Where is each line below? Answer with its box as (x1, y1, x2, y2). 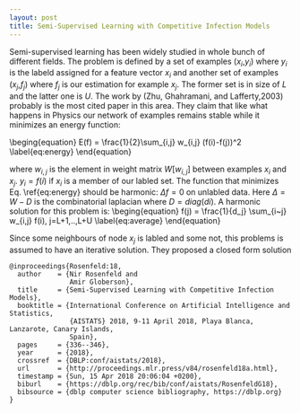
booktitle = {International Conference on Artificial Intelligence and (17, 302, 291, 311)
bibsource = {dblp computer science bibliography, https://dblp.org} (17, 388, 282, 397)
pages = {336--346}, (17, 340, 110, 350)
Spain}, (69, 333, 99, 342)
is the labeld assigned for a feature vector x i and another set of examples (9, 67, 279, 81)
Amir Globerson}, (69, 277, 134, 287)
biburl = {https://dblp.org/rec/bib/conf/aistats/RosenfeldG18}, (17, 380, 279, 389)
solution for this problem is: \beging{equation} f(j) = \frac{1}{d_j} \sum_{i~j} (9, 206, 287, 216)
